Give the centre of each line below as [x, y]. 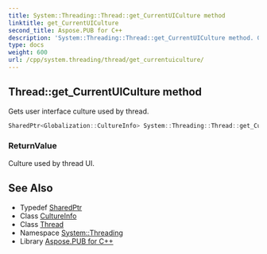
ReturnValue [33, 146]
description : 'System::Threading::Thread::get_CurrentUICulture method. [131, 38]
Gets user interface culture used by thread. [79, 111]
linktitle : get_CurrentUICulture [64, 23]
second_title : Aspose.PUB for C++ [66, 30]
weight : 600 [28, 52]
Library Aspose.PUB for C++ [66, 241]
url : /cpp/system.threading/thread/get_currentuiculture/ [106, 60]
